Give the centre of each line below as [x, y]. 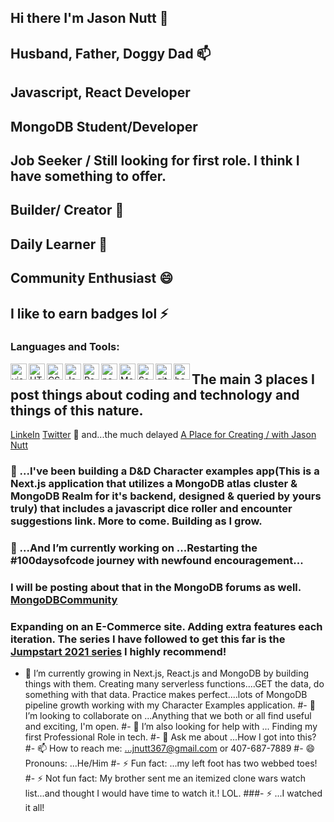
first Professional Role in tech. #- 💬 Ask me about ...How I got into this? [170, 737]
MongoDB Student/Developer [104, 126]
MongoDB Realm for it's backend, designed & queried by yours [166, 496]
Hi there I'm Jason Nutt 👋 [89, 18]
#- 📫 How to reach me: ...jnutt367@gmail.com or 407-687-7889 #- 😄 [170, 748]
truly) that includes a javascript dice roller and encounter [151, 509]
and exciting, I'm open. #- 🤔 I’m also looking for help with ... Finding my [171, 727]
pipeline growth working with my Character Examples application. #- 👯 [170, 705]
